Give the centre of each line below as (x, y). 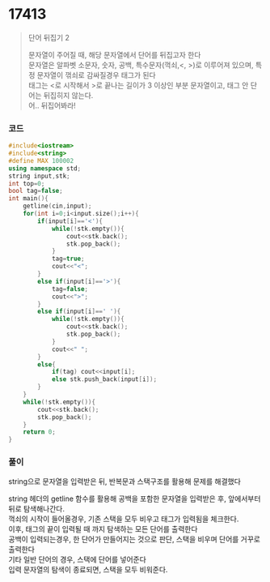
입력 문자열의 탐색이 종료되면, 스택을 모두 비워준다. (88, 569)
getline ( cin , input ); (57, 206)
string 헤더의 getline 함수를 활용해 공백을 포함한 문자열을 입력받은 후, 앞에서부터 (135, 499)
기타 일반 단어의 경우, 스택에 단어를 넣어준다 (78, 559)
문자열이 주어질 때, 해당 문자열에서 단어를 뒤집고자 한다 (114, 54)
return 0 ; (40, 432)
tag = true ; (68, 259)
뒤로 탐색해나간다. (37, 508)
